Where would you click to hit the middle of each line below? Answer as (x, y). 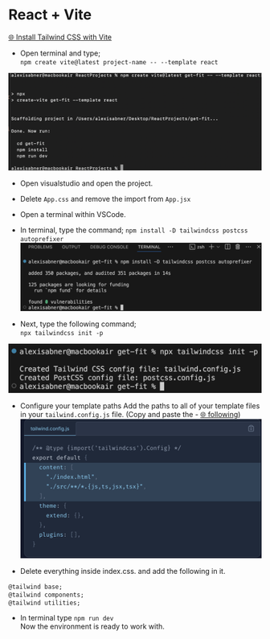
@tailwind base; (35, 587)
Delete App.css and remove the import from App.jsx (105, 199)
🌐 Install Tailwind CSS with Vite (60, 37)
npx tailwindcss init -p (61, 333)
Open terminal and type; (60, 53)
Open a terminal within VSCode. (73, 215)
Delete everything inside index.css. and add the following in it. (123, 571)
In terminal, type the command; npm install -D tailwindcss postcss (134, 230)
